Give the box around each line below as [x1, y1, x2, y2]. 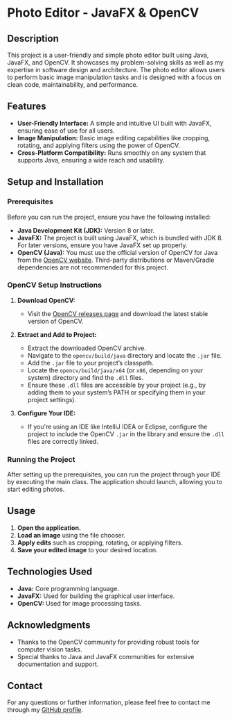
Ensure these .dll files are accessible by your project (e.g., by [27, 381, 206, 389]
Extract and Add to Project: [17, 330, 97, 338]
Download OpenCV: [17, 296, 75, 304]
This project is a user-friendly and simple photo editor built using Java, [7, 51, 209, 59]
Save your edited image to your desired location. [17, 545, 158, 554]
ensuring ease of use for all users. [17, 126, 115, 135]
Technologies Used [7, 566, 92, 578]
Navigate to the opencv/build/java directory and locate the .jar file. [27, 351, 222, 359]
